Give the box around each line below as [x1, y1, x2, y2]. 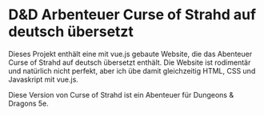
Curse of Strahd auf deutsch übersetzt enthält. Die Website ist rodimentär [8, 58, 251, 67]
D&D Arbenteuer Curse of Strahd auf [8, 6, 257, 24]
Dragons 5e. [8, 98, 50, 108]
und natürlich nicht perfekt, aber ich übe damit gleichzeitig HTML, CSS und [8, 66, 256, 75]
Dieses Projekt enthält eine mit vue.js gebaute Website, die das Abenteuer [8, 49, 253, 58]
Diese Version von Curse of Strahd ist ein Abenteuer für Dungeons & [8, 90, 234, 99]
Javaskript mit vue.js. [8, 74, 78, 84]
